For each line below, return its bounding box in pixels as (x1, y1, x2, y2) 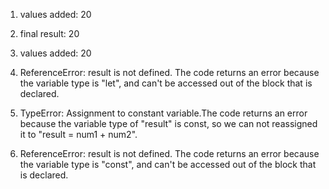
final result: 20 (19, 28, 80, 39)
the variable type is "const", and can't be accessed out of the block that (19, 159, 317, 170)
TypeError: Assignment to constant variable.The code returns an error (19, 107, 308, 119)
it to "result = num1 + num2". (19, 129, 138, 140)
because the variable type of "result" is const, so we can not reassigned (19, 118, 318, 129)
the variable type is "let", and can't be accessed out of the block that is (19, 77, 313, 89)
